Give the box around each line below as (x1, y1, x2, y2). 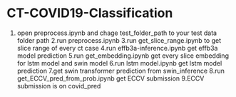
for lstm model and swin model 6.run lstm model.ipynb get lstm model (16, 58, 222, 67)
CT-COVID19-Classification (6, 5, 173, 21)
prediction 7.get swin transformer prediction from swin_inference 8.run (16, 66, 225, 75)
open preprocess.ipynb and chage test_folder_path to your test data (16, 29, 217, 37)
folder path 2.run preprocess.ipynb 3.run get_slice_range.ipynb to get (16, 36, 222, 44)
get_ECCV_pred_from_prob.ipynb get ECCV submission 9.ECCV (16, 73, 205, 83)
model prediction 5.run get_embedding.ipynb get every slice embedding (16, 51, 230, 60)
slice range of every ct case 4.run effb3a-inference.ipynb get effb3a (16, 44, 218, 52)
